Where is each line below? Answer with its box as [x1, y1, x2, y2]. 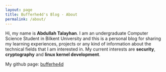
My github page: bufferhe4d [5, 61, 64, 67]
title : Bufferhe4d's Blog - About [5, 12, 78, 17]
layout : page [5, 7, 33, 12]
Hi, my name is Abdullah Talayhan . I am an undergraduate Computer [5, 30, 148, 36]
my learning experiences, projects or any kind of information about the [5, 41, 152, 47]
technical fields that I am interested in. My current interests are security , [5, 46, 156, 52]
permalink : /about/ [5, 16, 46, 21]
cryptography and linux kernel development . [5, 51, 101, 57]
